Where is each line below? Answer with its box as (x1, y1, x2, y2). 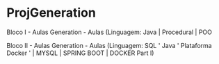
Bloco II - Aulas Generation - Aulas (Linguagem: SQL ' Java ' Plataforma (6, 41, 213, 49)
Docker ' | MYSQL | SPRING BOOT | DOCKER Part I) (6, 49, 154, 57)
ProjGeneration (6, 5, 97, 21)
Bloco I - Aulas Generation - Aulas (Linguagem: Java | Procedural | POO (6, 28, 213, 36)
